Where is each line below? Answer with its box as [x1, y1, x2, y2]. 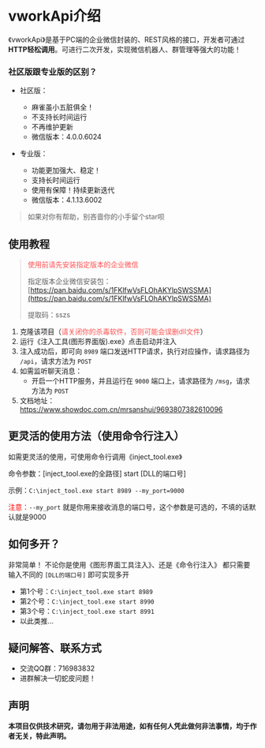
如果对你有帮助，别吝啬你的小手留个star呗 [27, 212, 165, 222]
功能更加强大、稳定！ [31, 166, 101, 175]
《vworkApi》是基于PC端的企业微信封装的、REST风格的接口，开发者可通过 [8, 35, 245, 44]
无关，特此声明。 [14, 731, 71, 741]
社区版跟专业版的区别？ [8, 66, 97, 77]
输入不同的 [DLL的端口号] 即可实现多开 [8, 570, 130, 579]
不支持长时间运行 [31, 112, 88, 122]
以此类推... [19, 616, 54, 626]
